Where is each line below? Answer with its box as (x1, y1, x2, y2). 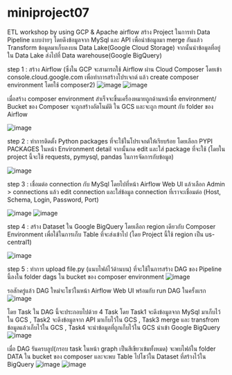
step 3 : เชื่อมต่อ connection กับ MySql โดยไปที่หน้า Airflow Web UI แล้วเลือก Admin (7, 180, 225, 188)
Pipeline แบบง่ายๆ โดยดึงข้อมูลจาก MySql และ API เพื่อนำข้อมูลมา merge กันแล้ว (7, 35, 203, 44)
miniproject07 (7, 5, 90, 21)
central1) (7, 238, 33, 246)
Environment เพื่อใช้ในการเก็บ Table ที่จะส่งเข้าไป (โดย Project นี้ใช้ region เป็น (7, 230, 204, 238)
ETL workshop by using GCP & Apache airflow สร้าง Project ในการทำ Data (7, 28, 211, 36)
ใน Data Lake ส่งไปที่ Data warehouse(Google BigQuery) (7, 51, 163, 60)
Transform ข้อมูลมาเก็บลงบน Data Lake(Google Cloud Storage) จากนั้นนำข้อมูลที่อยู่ (7, 43, 221, 51)
